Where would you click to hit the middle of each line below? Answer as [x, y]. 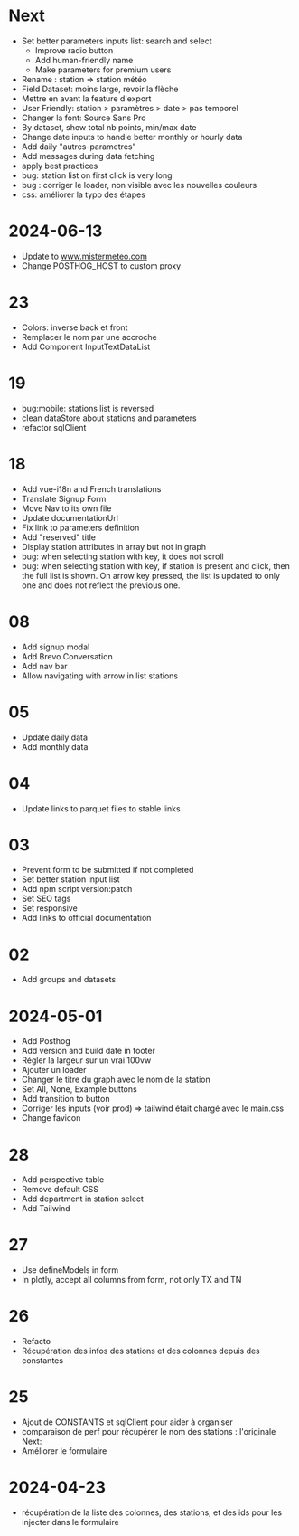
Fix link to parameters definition [80, 527]
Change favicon [51, 1118]
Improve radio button [74, 50]
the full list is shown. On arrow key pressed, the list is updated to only [151, 575]
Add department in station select [82, 1199]
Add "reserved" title [59, 537]
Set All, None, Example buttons [79, 1089]
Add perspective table [63, 1180]
